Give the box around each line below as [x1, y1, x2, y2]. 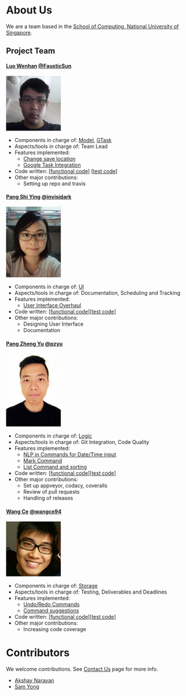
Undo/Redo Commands [23, 601, 80, 608]
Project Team [6, 46, 55, 56]
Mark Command [23, 457, 62, 464]
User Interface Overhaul [23, 302, 82, 309]
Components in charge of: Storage [14, 582, 98, 589]
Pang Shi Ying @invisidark [6, 194, 72, 201]
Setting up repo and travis [23, 180, 86, 187]
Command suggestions [23, 607, 79, 614]
